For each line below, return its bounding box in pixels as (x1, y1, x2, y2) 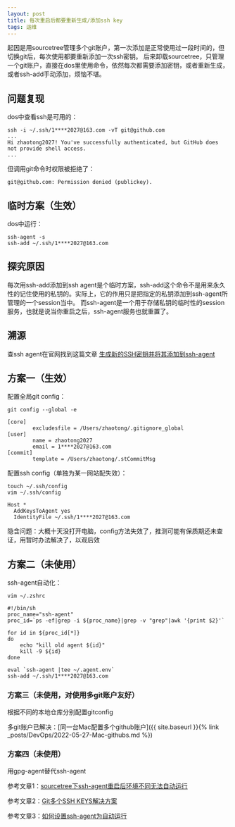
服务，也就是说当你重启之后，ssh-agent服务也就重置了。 (7, 307, 172, 316)
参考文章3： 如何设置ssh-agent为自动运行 (7, 812, 127, 820)
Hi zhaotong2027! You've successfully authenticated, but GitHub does (7, 139, 219, 147)
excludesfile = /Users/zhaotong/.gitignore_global (32, 425, 184, 432)
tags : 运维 (7, 23, 37, 30)
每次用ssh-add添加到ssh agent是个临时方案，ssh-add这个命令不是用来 (7, 280, 213, 289)
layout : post (7, 10, 46, 18)
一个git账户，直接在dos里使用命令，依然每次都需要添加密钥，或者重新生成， (7, 61, 229, 70)
